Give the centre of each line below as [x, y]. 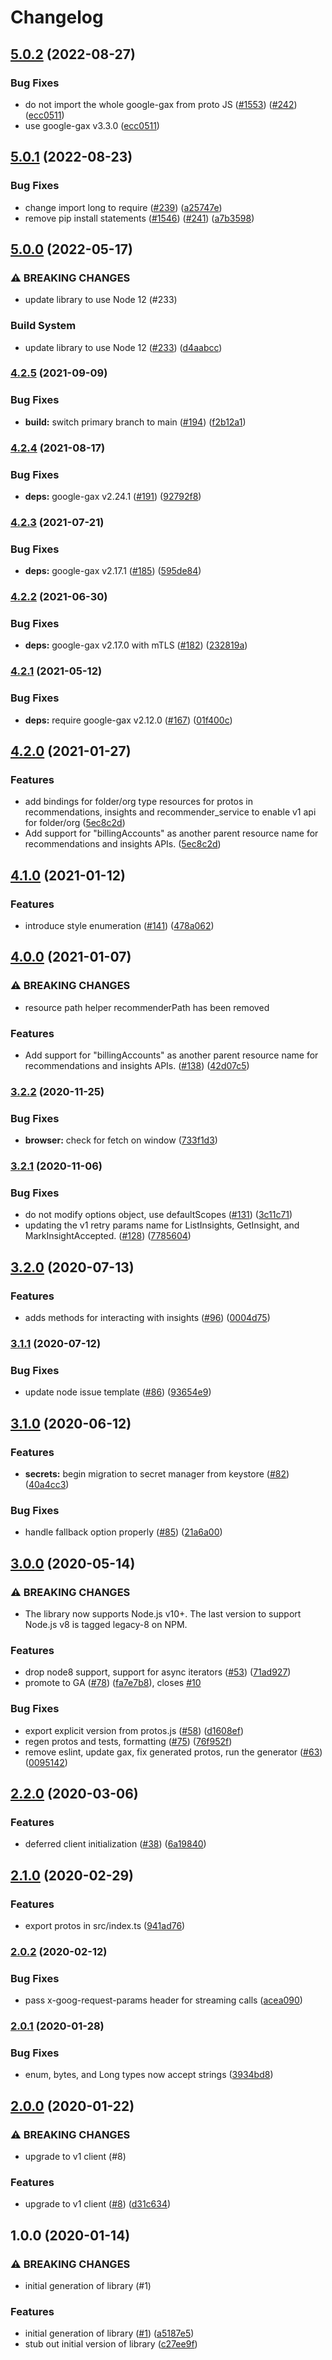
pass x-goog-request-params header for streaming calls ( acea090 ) [163, 2000]
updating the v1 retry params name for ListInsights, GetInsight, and [162, 1225]
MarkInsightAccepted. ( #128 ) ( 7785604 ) [108, 1236]
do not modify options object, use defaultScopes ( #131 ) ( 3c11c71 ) [158, 1215]
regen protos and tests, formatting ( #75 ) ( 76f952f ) [128, 1741]
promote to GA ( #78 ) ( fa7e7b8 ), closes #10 [113, 1683]
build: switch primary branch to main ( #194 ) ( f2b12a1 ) [135, 422]
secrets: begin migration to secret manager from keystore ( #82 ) [157, 1474]
